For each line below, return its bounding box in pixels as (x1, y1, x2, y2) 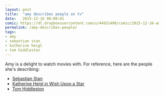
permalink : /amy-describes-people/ (5, 25, 78, 30)
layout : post (5, 7, 32, 12)
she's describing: (5, 66, 40, 72)
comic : (5, 20, 19, 26)
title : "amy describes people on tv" (5, 12, 84, 16)
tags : (5, 30, 16, 34)
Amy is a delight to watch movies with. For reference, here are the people (5, 61, 153, 67)
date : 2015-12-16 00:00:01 (5, 16, 64, 21)
